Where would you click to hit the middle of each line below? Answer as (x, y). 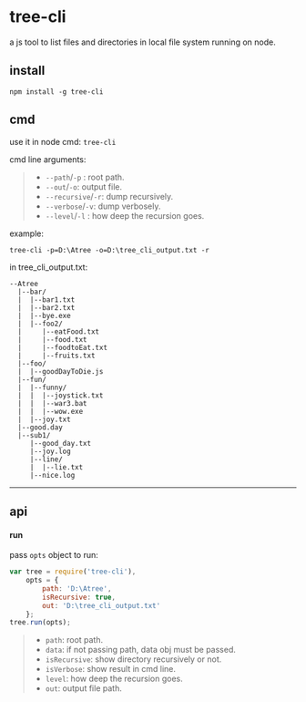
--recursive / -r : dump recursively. (109, 196)
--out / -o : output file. (84, 186)
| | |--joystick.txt (61, 395)
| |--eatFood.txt (59, 331)
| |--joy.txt (44, 419)
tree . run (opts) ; (40, 623)
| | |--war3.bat (53, 403)
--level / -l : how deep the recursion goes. (125, 215)
